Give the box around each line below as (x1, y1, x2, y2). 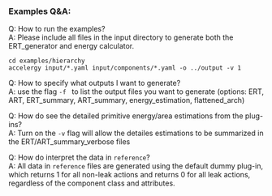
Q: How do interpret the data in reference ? (8, 152, 150, 163)
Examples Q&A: (8, 6, 71, 17)
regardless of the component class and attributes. (8, 178, 176, 188)
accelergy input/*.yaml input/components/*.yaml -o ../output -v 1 (8, 64, 242, 72)
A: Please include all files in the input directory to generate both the (8, 32, 234, 42)
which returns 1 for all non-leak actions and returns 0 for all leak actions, (8, 170, 251, 180)
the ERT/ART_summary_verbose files (8, 137, 131, 147)
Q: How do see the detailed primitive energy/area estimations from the (8, 111, 244, 121)
